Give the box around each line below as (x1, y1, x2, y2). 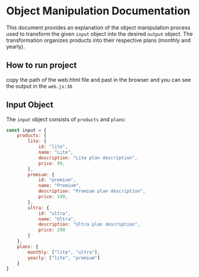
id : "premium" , (38, 177, 76, 183)
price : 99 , (38, 160, 66, 167)
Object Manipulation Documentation (6, 4, 191, 18)
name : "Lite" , (38, 149, 74, 156)
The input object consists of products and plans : (6, 115, 127, 123)
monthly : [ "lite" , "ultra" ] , (27, 249, 100, 255)
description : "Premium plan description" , (38, 188, 146, 195)
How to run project (6, 60, 77, 70)
